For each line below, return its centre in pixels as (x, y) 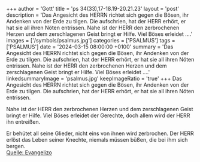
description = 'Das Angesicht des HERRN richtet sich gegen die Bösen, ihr (98, 15)
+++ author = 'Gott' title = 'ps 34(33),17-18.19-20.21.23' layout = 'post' (93, 9)
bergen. (16, 146)
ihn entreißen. (23, 122)
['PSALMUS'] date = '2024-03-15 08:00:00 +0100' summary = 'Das (90, 47)
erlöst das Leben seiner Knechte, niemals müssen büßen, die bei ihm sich (97, 140)
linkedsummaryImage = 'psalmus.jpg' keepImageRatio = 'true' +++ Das (94, 78)
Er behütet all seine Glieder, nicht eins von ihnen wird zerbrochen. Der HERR (100, 133)
